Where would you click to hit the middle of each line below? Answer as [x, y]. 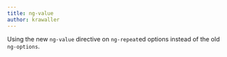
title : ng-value [30, 13]
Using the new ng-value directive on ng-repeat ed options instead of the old [113, 39]
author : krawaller [33, 20]
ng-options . [23, 46]
